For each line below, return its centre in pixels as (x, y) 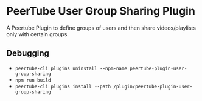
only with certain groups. (37, 34)
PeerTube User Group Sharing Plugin (101, 11)
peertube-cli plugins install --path (63, 86)
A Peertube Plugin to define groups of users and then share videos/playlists (101, 28)
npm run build (33, 80)
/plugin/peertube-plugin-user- (153, 86)
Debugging (28, 54)
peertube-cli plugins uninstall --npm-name (71, 68)
